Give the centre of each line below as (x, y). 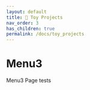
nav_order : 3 (22, 23)
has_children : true (31, 28)
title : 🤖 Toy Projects (34, 17)
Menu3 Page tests (29, 80)
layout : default (26, 12)
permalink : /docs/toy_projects (45, 34)
